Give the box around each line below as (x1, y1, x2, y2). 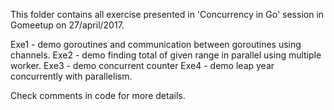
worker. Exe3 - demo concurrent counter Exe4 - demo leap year (10, 60, 275, 71)
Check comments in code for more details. (10, 90, 186, 101)
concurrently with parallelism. (10, 70, 133, 82)
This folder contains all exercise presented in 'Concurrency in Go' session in (10, 9, 325, 20)
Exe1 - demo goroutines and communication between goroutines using (10, 39, 302, 50)
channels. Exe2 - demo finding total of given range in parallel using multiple (10, 49, 322, 61)
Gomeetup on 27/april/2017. (10, 19, 125, 31)
